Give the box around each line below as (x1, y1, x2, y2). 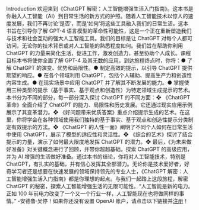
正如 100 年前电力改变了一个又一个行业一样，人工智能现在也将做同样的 (6, 190, 179, 197)
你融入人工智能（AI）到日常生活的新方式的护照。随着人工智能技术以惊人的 (6, 12, 188, 20)
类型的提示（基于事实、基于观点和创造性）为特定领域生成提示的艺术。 (21, 86, 194, 93)
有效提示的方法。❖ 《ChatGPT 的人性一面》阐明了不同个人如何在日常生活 (11, 124, 193, 130)
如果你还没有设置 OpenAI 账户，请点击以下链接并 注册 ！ (52, 198, 189, 204)
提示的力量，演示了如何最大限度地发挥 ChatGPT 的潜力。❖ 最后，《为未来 (6, 138, 187, 145)
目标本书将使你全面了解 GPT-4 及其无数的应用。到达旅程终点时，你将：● (6, 57, 186, 64)
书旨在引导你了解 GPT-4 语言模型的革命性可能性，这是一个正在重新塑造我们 (6, 27, 192, 34)
